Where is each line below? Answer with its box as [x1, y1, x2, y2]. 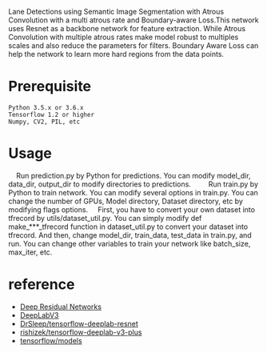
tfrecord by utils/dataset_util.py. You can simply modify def [8, 213, 202, 223]
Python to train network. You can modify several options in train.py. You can [8, 187, 258, 197]
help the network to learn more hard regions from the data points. [8, 50, 225, 58]
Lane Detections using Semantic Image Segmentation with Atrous [8, 7, 225, 16]
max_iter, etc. [8, 247, 53, 257]
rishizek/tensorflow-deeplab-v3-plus [19, 327, 142, 337]
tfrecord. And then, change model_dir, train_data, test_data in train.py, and [8, 230, 252, 239]
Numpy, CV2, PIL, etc [8, 118, 81, 126]
